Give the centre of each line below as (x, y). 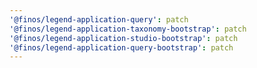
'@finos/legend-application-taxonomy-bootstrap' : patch (128, 29)
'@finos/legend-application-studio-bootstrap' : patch (124, 38)
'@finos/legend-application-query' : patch (99, 19)
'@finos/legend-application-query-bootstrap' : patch (121, 47)
